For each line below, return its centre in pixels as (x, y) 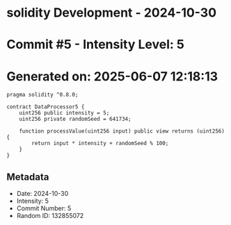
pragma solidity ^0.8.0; (42, 95)
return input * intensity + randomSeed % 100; (100, 144)
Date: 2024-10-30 (42, 194)
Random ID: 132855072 (50, 216)
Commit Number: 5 (44, 208)
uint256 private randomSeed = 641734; (75, 119)
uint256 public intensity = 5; (64, 113)
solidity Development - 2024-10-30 (112, 13)
